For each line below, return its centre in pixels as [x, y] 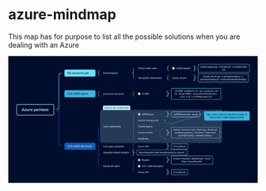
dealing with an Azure [44, 44]
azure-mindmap [62, 15]
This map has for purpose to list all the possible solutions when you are [124, 36]
